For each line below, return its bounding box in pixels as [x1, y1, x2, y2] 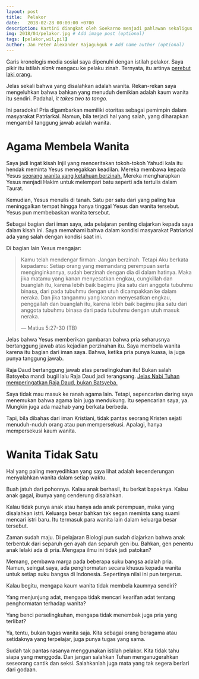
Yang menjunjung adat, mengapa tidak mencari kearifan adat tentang [6, 593, 175, 601]
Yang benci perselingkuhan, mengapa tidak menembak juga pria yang [6, 611, 177, 618]
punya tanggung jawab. [6, 355, 64, 362]
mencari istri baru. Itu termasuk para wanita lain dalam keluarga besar [6, 516, 177, 523]
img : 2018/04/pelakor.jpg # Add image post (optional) [6, 31, 145, 37]
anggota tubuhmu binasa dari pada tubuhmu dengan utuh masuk [20, 307, 180, 314]
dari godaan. [6, 666, 37, 673]
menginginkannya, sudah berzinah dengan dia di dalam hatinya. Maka [20, 269, 192, 276]
